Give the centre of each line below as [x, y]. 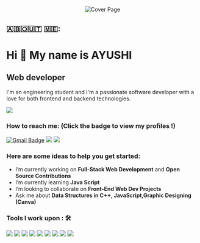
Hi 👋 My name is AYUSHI [69, 55]
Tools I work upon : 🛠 [39, 218]
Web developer [36, 77]
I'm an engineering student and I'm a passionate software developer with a [100, 92]
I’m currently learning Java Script [57, 182]
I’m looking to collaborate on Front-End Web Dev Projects [88, 189]
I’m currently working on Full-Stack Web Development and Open [97, 169]
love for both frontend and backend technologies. [69, 99]
